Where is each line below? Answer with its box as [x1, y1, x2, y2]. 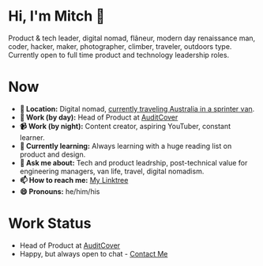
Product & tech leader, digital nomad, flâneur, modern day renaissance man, [8, 33, 256, 43]
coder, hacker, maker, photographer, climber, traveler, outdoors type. [8, 41, 232, 51]
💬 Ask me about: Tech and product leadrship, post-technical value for [19, 158, 248, 167]
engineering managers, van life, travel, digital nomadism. [19, 166, 205, 176]
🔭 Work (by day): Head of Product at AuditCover [19, 112, 178, 122]
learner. [19, 132, 45, 142]
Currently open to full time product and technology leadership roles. [8, 50, 230, 59]
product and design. [19, 150, 86, 159]
